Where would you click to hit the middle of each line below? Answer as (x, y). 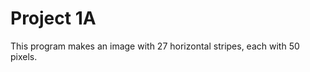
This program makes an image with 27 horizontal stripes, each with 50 (155, 46)
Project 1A (53, 18)
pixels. (24, 56)
